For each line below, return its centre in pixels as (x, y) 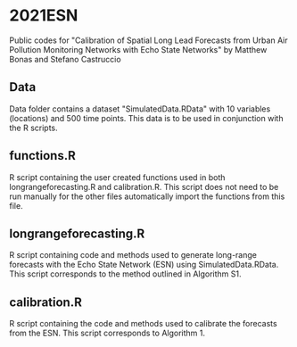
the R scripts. (33, 128)
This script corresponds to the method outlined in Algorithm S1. (126, 274)
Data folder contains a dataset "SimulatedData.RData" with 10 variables (140, 109)
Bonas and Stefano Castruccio (66, 59)
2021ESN (44, 16)
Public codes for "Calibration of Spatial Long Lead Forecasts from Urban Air (148, 40)
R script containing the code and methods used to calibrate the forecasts (144, 324)
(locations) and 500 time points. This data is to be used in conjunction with (146, 118)
